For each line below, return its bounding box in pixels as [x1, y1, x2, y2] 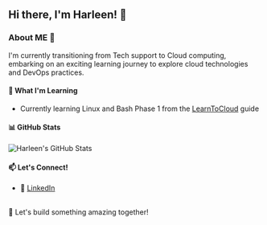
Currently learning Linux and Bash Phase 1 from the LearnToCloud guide [19, 104, 260, 113]
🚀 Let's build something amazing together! [8, 207, 149, 217]
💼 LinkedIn [19, 183, 55, 193]
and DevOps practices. [8, 67, 84, 77]
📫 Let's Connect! [8, 162, 68, 172]
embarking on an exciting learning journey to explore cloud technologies [8, 59, 249, 68]
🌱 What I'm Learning [8, 86, 78, 96]
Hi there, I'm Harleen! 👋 [8, 8, 127, 22]
